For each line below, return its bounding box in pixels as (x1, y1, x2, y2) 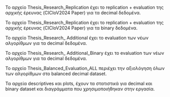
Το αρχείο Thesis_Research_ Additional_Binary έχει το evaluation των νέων (5, 50, 164, 56)
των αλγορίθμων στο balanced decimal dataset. (5, 71, 107, 77)
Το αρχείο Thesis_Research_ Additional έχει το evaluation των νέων (5, 35, 149, 41)
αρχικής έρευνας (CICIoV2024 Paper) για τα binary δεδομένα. (5, 25, 138, 31)
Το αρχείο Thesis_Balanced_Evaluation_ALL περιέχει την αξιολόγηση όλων (5, 66, 165, 71)
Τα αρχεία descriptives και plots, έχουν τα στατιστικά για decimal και (5, 81, 153, 86)
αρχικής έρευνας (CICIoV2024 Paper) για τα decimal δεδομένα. (5, 10, 141, 16)
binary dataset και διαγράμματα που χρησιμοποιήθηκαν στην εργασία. (5, 86, 155, 92)
